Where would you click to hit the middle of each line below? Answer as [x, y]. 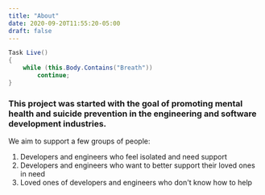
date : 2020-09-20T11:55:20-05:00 [64, 23]
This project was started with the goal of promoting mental [126, 103]
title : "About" [34, 16]
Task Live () [28, 53]
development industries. [58, 123]
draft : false [30, 31]
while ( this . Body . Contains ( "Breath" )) [88, 68]
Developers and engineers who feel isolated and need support [123, 157]
